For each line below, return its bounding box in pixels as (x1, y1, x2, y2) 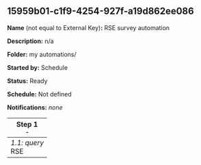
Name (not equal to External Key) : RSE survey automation (7, 23, 170, 31)
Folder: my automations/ (7, 50, 77, 58)
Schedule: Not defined (7, 90, 72, 98)
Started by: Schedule (7, 63, 68, 71)
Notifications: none (7, 103, 63, 112)
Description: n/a (7, 37, 54, 45)
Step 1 (16, 119, 38, 129)
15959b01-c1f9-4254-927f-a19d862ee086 (7, 5, 194, 17)
